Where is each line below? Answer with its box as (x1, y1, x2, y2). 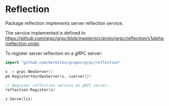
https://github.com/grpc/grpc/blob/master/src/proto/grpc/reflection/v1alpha (5, 35, 164, 41)
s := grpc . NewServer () (5, 69, 53, 74)
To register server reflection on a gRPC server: (5, 50, 103, 56)
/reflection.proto (5, 40, 39, 46)
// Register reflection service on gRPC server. (5, 83, 110, 88)
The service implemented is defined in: (5, 30, 87, 36)
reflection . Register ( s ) (5, 87, 56, 92)
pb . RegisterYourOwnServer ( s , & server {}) (5, 74, 92, 79)
